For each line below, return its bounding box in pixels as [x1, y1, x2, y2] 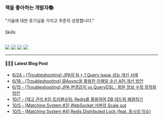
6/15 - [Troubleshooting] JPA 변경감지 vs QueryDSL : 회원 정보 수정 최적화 [12, 84, 157, 90]
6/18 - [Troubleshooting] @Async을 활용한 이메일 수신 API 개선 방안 [12, 78, 144, 84]
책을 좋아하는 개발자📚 [5, 4, 54, 11]
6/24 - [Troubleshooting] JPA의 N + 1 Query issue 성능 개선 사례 [12, 72, 138, 78]
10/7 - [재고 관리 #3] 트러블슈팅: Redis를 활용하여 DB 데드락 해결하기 [12, 96, 143, 102]
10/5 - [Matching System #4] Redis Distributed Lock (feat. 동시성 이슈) [12, 108, 151, 114]
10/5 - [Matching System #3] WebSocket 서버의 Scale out [12, 102, 127, 108]
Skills [5, 29, 16, 35]
